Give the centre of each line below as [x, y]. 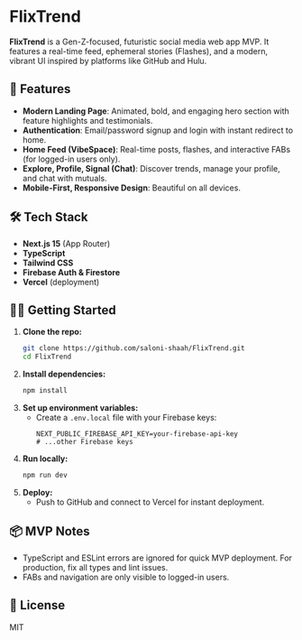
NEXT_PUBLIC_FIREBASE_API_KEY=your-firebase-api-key [137, 434]
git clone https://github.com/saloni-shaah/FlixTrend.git [133, 348]
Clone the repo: [52, 332]
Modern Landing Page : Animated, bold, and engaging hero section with [156, 111]
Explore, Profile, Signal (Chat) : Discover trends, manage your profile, [151, 168]
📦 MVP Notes [50, 531]
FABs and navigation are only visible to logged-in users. [126, 577]
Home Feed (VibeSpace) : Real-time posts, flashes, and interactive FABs [156, 149]
